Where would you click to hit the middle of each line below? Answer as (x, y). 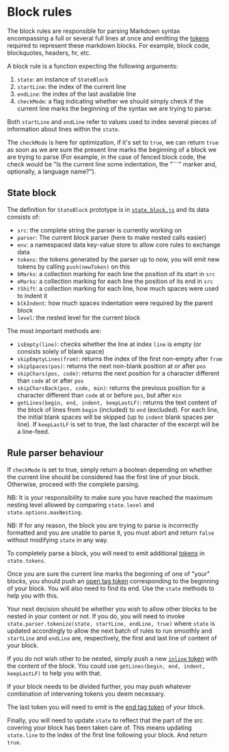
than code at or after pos (50, 380)
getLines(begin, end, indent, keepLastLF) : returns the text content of (117, 402)
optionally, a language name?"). (52, 171)
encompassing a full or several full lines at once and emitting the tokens (108, 38)
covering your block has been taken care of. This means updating (99, 727)
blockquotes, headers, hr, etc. (49, 53)
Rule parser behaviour (55, 453)
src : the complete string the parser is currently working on (99, 230)
